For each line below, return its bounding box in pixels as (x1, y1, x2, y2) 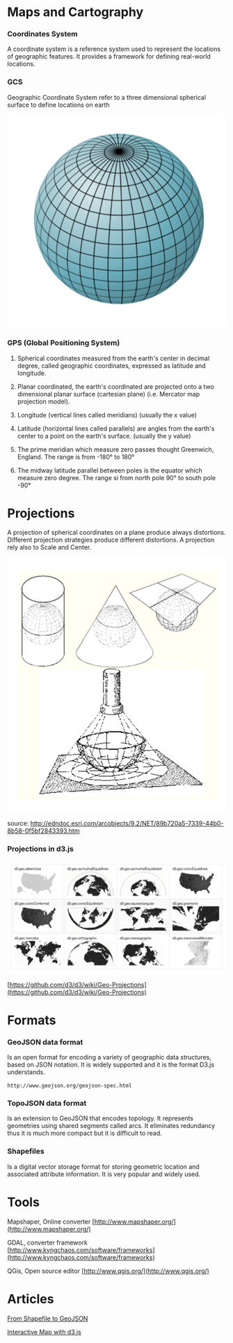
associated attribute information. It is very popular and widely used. (7, 1170, 201, 1178)
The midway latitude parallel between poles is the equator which (17, 466, 203, 475)
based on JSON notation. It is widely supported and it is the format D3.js (7, 1060, 214, 1069)
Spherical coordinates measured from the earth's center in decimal (17, 354, 210, 362)
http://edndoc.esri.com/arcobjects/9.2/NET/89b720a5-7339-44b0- (30, 819, 224, 827)
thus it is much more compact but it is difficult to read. (7, 1129, 162, 1138)
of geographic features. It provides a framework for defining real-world (7, 52, 211, 61)
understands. (7, 1068, 45, 1076)
